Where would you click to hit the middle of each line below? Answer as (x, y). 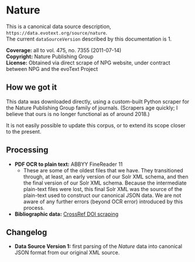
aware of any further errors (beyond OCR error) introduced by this (103, 201)
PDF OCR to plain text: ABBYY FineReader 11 (69, 164)
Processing (27, 150)
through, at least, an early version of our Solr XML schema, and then (106, 176)
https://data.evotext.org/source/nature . (57, 32)
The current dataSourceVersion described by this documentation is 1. (89, 39)
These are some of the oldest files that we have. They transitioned (103, 170)
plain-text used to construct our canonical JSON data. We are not (102, 195)
